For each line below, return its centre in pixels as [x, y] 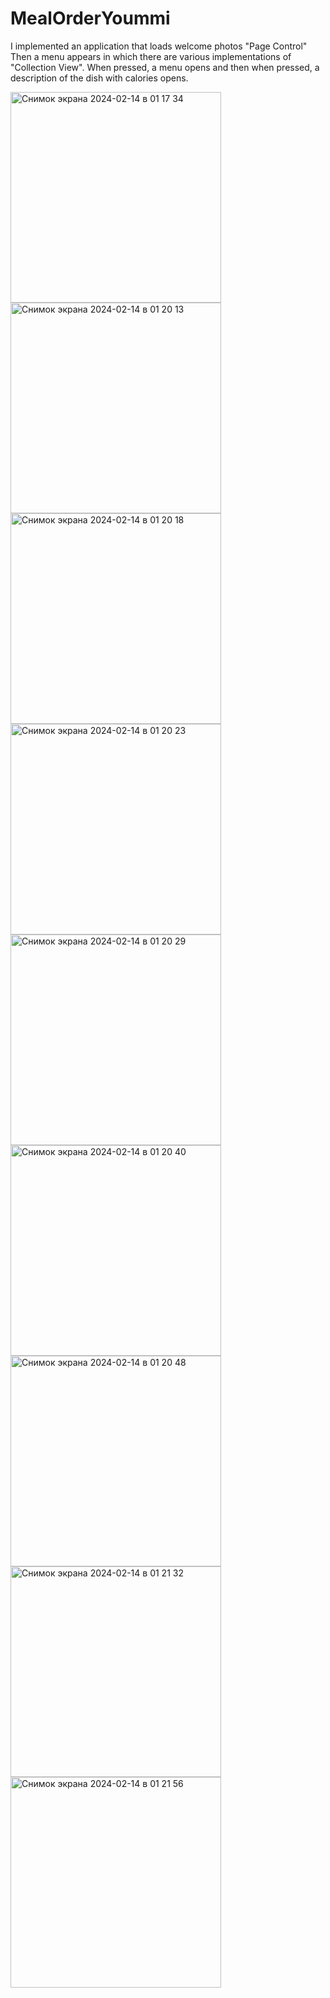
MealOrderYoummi [90, 18]
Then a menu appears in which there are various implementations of [151, 56]
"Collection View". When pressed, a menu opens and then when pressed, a [165, 67]
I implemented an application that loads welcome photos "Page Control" [159, 46]
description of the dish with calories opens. [99, 78]
